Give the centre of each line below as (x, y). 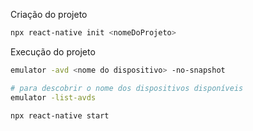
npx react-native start (60, 115)
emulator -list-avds (53, 97)
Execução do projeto (53, 51)
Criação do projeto (49, 14)
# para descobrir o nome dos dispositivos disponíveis (127, 88)
